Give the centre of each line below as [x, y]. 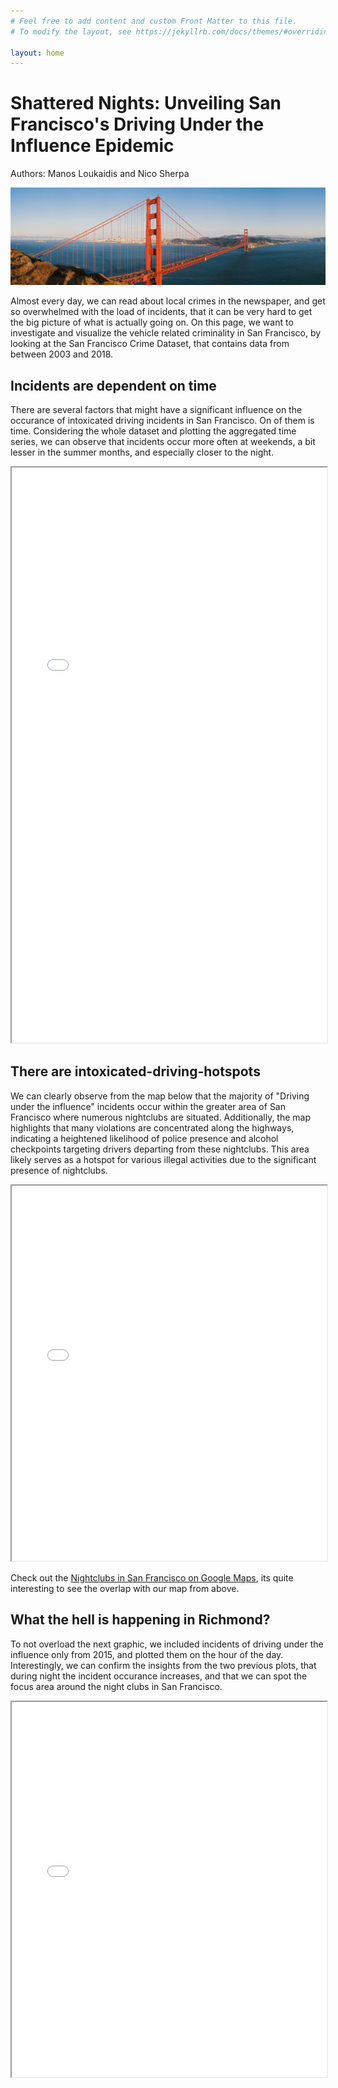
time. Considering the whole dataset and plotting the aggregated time [153, 431]
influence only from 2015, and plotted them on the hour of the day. [147, 1654]
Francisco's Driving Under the [137, 124]
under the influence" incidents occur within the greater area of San [148, 1106]
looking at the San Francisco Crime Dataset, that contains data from [150, 344]
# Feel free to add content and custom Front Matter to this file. [154, 21]
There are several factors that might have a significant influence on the [156, 410]
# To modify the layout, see [71, 31]
